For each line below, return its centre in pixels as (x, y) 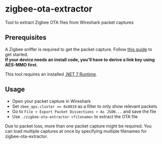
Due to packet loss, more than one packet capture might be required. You (78, 126)
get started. (16, 54)
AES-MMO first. (21, 64)
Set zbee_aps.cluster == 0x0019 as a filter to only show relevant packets (85, 106)
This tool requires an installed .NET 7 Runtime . (51, 74)
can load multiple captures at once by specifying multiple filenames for (76, 131)
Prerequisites (26, 38)
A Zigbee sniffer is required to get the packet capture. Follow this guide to (79, 49)
